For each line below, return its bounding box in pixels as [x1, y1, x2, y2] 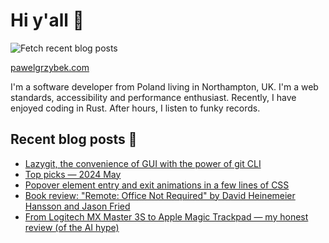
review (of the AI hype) [24, 221, 120, 233]
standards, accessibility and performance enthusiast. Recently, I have [10, 91, 297, 103]
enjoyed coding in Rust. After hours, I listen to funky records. [10, 102, 261, 114]
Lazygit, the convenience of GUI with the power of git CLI [24, 157, 262, 169]
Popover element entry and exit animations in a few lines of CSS [24, 179, 290, 191]
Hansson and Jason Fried [24, 200, 131, 212]
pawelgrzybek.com [10, 61, 90, 73]
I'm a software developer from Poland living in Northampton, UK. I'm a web [10, 80, 319, 93]
